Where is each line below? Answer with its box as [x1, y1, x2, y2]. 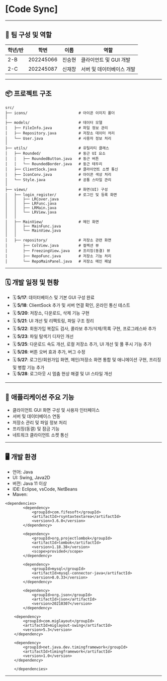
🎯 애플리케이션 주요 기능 [5, 393, 75, 401]
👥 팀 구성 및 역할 [5, 31, 52, 39]
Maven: [12, 491, 28, 497]
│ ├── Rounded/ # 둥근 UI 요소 [5, 151, 106, 156]
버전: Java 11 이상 [12, 480, 47, 486]
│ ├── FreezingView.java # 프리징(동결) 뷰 [5, 248, 110, 253]
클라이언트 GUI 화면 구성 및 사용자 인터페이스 [12, 407, 100, 413]
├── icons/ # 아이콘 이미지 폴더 [5, 111, 115, 115]
